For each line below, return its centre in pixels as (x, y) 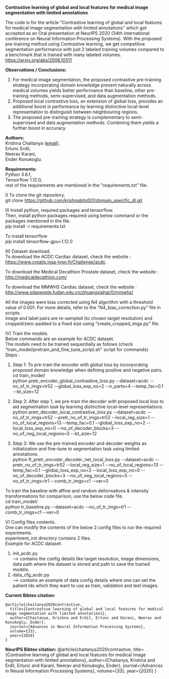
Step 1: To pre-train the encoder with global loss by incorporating (80, 365)
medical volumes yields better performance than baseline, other (79, 90)
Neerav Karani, (21, 154)
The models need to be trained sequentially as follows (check (69, 344)
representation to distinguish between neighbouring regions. (75, 112)
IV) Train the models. (27, 333)
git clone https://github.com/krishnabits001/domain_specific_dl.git (74, 200)
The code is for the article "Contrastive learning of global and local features (84, 22)
